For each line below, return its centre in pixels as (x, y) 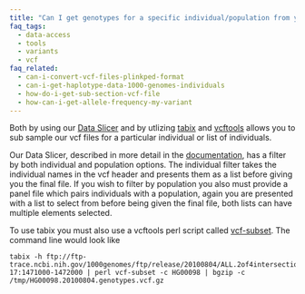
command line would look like (65, 240)
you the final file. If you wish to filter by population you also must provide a (149, 184)
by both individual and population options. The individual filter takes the (143, 165)
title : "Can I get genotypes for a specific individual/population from (150, 18)
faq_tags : (28, 26)
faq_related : (34, 69)
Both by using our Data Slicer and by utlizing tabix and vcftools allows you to (152, 128)
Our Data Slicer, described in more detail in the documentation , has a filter (148, 155)
